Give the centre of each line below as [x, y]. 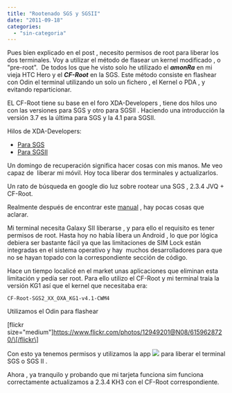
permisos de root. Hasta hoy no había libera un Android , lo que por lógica [113, 235]
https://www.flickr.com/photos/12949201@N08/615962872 [138, 332]
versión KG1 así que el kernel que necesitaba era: [77, 286]
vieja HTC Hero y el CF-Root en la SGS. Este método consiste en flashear [112, 75]
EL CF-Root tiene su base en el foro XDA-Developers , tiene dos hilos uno [112, 103]
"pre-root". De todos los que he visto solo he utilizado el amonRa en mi [110, 67]
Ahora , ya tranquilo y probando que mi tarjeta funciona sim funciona [106, 375]
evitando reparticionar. [39, 90]
